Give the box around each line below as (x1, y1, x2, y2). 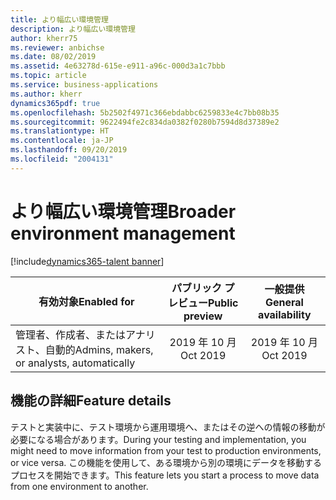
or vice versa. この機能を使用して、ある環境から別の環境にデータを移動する (10, 456, 323, 468)
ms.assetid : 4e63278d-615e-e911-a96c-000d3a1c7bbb (10, 61, 226, 71)
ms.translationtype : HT (10, 126, 110, 136)
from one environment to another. (10, 480, 149, 492)
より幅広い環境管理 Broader (10, 200, 237, 223)
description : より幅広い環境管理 (10, 24, 136, 34)
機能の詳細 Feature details (10, 392, 172, 410)
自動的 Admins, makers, (44, 342, 154, 356)
